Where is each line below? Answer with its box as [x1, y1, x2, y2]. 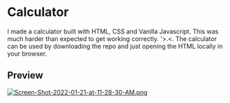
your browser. [7, 49, 47, 58]
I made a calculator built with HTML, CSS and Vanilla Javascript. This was [7, 27, 219, 35]
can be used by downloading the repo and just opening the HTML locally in [7, 42, 223, 50]
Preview [7, 70, 44, 81]
